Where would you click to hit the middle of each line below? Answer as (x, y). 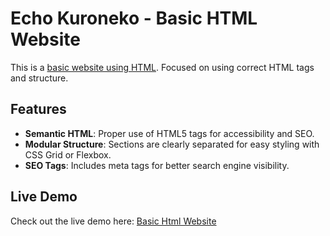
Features (38, 109)
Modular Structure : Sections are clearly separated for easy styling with (172, 144)
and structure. (39, 78)
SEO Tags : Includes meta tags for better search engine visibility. (157, 165)
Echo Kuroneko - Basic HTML (134, 18)
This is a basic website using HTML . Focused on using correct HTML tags (162, 67)
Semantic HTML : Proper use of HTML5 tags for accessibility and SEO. (169, 133)
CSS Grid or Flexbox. (68, 154)
